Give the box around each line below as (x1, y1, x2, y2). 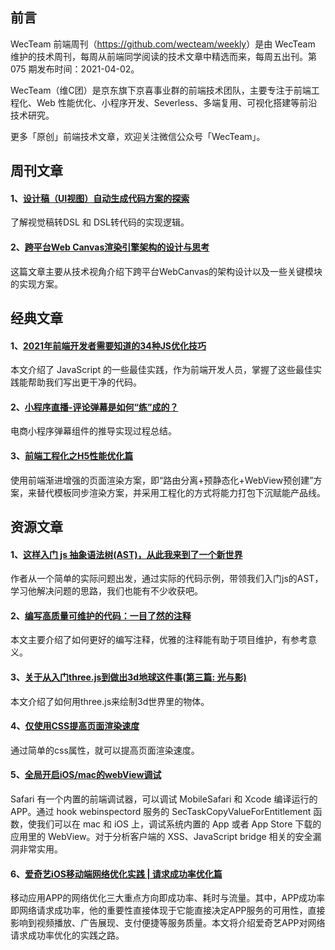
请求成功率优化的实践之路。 (10, 929, 125, 942)
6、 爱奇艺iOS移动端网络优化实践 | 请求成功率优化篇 (10, 868, 223, 880)
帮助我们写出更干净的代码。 (27, 376, 142, 388)
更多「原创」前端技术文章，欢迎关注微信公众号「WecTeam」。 (10, 130, 266, 142)
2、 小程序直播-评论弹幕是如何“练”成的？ (10, 401, 179, 413)
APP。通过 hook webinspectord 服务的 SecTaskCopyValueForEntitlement (10, 806, 312, 818)
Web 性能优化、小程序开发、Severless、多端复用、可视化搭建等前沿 (36, 96, 318, 108)
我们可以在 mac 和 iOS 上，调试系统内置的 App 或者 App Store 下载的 (36, 818, 322, 830)
